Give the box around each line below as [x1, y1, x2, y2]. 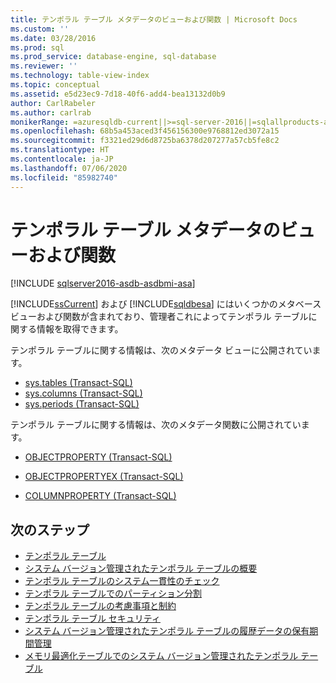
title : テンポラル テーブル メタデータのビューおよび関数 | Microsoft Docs [10, 14, 298, 25]
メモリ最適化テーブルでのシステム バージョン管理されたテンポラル [24, 650, 299, 662]
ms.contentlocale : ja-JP [10, 154, 114, 164]
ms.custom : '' [10, 24, 70, 34]
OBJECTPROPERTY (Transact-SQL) [24, 451, 173, 463]
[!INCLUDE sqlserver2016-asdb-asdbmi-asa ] [10, 277, 196, 290]
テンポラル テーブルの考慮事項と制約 [24, 600, 177, 612]
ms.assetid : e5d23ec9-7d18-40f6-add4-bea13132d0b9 [10, 89, 226, 99]
